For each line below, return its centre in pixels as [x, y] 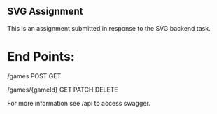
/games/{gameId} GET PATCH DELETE [63, 90]
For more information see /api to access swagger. [79, 103]
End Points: [41, 57]
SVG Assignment [45, 12]
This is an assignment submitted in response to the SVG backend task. [109, 28]
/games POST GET [34, 76]
